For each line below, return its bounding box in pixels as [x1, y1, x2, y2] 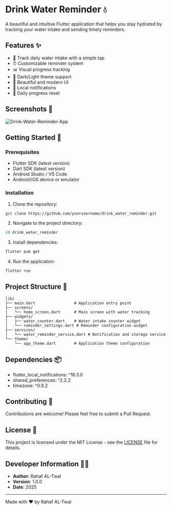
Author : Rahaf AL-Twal [12, 473, 61, 479]
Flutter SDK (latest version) [12, 160, 70, 166]
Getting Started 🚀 [5, 133, 62, 142]
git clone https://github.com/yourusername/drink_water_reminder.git [5, 211, 157, 216]
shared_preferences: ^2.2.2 [12, 377, 71, 383]
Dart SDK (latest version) [12, 165, 66, 172]
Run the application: [12, 259, 55, 265]
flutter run [5, 268, 31, 273]
